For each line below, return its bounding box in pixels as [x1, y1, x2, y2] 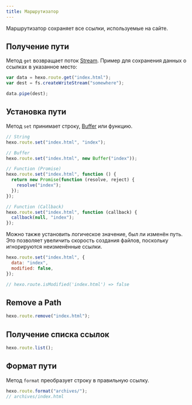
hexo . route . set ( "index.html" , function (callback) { [6, 209, 138, 215]
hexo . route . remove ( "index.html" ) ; [6, 313, 91, 319]
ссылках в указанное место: [6, 63, 77, 70]
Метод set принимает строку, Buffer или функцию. [6, 122, 133, 130]
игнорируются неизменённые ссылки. [6, 243, 102, 250]
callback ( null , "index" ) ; [11, 215, 75, 220]
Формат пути [6, 361, 57, 371]
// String [6, 134, 30, 139]
